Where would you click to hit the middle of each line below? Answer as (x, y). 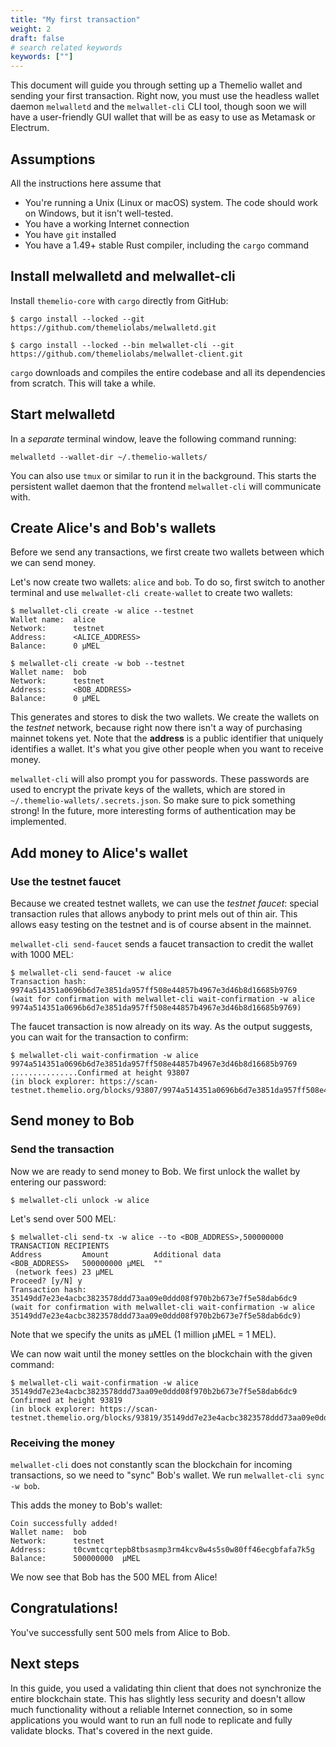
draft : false (37, 38)
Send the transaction (62, 1149)
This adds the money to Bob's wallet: (86, 1505)
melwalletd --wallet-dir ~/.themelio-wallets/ (109, 457)
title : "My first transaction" (75, 19)
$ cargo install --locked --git (77, 319)
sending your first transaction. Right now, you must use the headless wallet (165, 96)
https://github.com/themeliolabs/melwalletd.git (113, 327)
